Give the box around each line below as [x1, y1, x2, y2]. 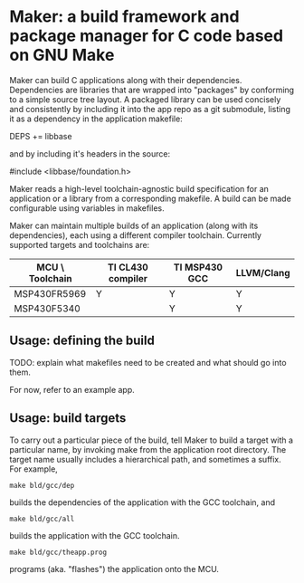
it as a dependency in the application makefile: [9, 113, 183, 124]
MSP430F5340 [14, 301, 81, 314]
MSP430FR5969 [14, 287, 87, 300]
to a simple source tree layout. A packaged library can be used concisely [9, 93, 281, 105]
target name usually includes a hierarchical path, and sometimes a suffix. [9, 454, 282, 464]
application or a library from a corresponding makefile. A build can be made [9, 193, 291, 204]
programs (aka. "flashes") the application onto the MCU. [9, 563, 220, 574]
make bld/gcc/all [9, 514, 75, 523]
